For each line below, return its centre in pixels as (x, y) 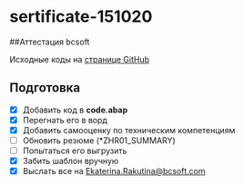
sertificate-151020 (81, 17)
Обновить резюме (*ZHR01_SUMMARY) (99, 140)
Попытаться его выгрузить (75, 151)
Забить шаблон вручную (71, 161)
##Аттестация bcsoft (50, 42)
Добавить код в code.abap (75, 110)
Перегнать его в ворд (65, 120)
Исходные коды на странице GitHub (80, 59)
